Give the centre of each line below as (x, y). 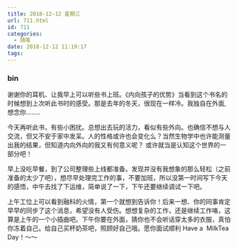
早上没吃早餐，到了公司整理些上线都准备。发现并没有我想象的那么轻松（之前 (119, 169)
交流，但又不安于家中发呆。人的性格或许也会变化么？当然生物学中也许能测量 (119, 136)
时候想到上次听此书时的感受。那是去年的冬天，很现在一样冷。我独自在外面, (117, 103)
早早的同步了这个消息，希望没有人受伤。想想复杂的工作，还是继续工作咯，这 (119, 210)
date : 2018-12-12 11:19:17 (47, 47)
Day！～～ (22, 237)
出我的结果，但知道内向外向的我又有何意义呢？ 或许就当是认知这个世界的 (114, 145)
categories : (25, 34)
